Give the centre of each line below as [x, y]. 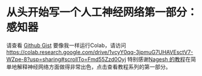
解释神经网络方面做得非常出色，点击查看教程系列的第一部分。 [94, 66]
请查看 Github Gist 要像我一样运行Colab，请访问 [66, 45]
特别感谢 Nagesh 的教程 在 [159, 59]
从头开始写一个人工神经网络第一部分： [102, 12]
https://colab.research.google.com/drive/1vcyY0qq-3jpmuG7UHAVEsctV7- [100, 52]
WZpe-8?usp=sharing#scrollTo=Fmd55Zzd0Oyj [66, 59]
